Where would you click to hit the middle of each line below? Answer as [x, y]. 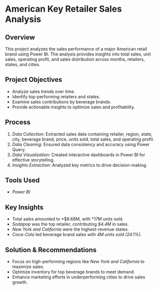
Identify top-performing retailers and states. [56, 96]
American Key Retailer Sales [63, 9]
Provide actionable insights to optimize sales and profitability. [73, 107]
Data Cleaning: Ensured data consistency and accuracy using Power [81, 144]
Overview [20, 37]
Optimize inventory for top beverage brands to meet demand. [73, 272]
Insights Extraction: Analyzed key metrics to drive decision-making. [79, 165]
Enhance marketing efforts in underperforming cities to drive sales [79, 277]
